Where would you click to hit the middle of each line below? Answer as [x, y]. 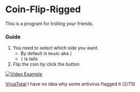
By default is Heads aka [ [46, 53]
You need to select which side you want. [56, 48]
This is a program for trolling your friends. [49, 24]
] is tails [29, 59]
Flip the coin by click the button [46, 64]
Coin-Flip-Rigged [43, 9]
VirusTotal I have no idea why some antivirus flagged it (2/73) [70, 84]
